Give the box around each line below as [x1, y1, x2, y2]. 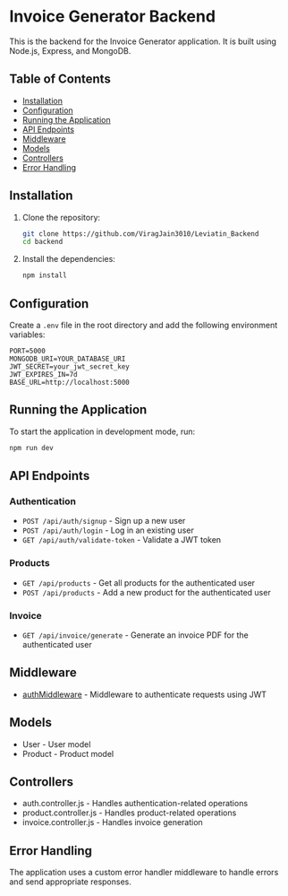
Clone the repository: [21, 212, 101, 222]
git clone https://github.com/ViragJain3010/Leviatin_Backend [21, 229, 259, 239]
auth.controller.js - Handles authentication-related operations [21, 798, 249, 809]
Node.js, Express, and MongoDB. [9, 45, 131, 56]
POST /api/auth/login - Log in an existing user [21, 525, 194, 535]
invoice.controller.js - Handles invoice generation [21, 817, 203, 828]
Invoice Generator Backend [9, 6, 216, 27]
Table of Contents [9, 72, 112, 87]
